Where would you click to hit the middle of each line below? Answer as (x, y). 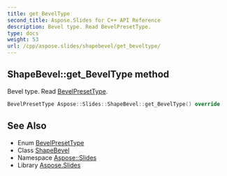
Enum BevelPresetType (51, 142)
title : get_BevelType (39, 14)
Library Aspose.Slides (49, 165)
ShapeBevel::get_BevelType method (88, 74)
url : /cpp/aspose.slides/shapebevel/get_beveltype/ (84, 46)
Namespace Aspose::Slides (57, 157)
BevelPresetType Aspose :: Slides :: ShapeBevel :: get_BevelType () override (113, 104)
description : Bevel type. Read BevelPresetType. (79, 27)
